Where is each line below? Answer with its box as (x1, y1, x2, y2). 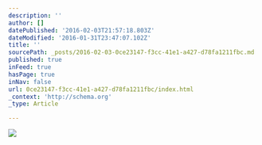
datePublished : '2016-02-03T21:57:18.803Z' (8, 26, 155, 34)
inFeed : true (8, 63, 52, 71)
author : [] (8, 19, 45, 27)
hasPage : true (8, 71, 56, 78)
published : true (8, 56, 62, 64)
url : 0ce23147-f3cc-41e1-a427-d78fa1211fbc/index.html (8, 85, 194, 93)
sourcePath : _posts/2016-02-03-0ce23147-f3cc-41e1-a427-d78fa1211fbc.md (8, 48, 255, 56)
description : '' (8, 11, 62, 20)
